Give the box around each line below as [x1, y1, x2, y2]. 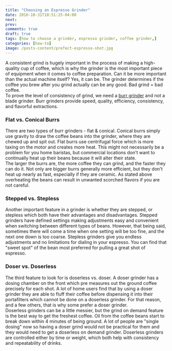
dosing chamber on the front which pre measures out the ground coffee [5, 280, 157, 286]
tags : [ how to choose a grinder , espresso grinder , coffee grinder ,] [5, 36, 157, 42]
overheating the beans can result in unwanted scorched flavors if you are [5, 176, 160, 182]
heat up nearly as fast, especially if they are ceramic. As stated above [5, 171, 153, 177]
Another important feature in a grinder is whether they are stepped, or [5, 207, 153, 213]
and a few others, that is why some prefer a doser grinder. [5, 302, 128, 308]
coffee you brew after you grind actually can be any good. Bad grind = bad [5, 81, 163, 88]
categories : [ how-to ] [5, 41, 52, 46]
